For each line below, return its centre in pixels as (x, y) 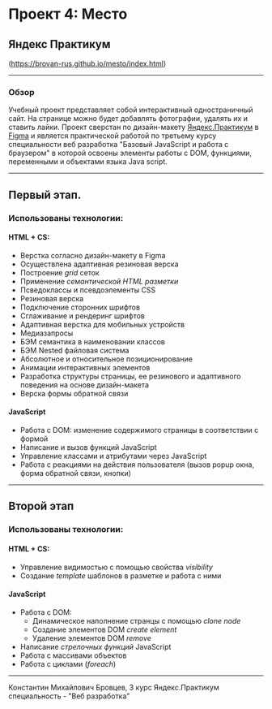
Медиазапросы (47, 333)
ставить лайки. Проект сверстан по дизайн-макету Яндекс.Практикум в (134, 128)
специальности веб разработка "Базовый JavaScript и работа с (119, 145)
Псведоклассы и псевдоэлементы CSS (88, 290)
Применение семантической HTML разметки (99, 281)
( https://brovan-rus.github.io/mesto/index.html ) (87, 63)
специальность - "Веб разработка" (69, 696)
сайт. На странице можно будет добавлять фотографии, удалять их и (128, 119)
